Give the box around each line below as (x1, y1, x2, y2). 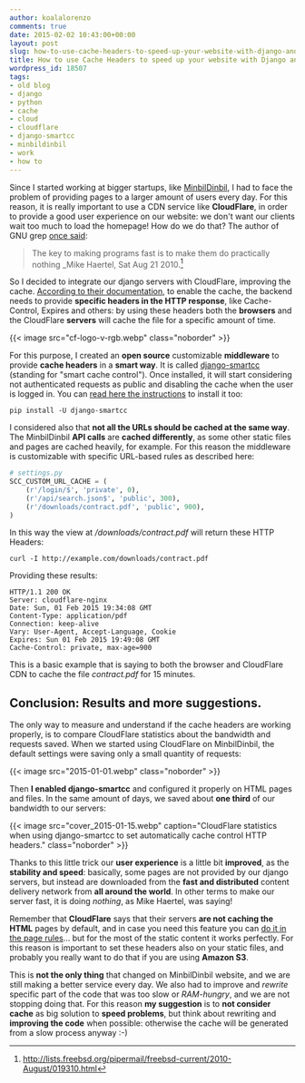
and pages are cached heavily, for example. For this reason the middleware (9, 441, 291, 452)
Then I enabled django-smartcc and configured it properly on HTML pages (9, 783, 292, 794)
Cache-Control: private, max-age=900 (9, 644, 152, 653)
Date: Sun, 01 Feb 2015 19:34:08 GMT (9, 604, 152, 613)
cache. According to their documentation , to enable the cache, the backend (9, 286, 293, 297)
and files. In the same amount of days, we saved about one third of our (9, 793, 275, 804)
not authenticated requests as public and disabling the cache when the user (9, 379, 293, 390)
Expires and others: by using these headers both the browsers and (41, 305, 292, 316)
